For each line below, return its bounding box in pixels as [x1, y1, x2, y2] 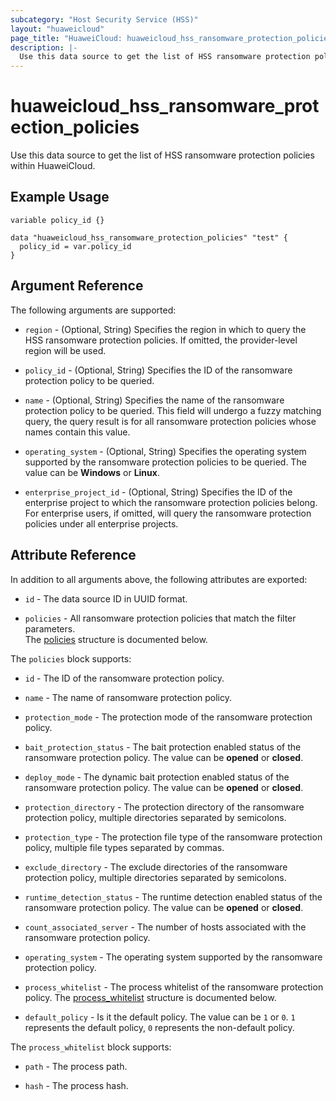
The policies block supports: [10, 652, 132, 665]
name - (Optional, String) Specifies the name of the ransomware [24, 394, 285, 406]
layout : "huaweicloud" [10, 24, 105, 34]
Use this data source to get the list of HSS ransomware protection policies [10, 149, 315, 161]
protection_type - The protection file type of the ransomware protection [24, 831, 323, 843]
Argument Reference [10, 277, 144, 295]
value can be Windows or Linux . [24, 466, 160, 478]
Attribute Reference [10, 547, 137, 564]
